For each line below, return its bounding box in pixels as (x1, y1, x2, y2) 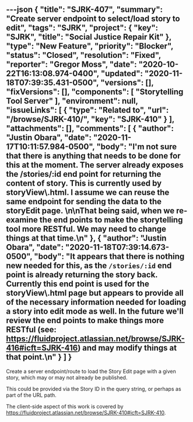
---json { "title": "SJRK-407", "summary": (6, 5, 163, 15)
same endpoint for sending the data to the (6, 197, 162, 207)
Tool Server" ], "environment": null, (6, 96, 138, 106)
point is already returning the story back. (6, 270, 158, 280)
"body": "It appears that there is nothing (34, 252, 185, 262)
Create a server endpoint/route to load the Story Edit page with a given (6, 368, 177, 375)
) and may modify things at (78, 343, 177, 353)
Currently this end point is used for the (6, 279, 150, 289)
